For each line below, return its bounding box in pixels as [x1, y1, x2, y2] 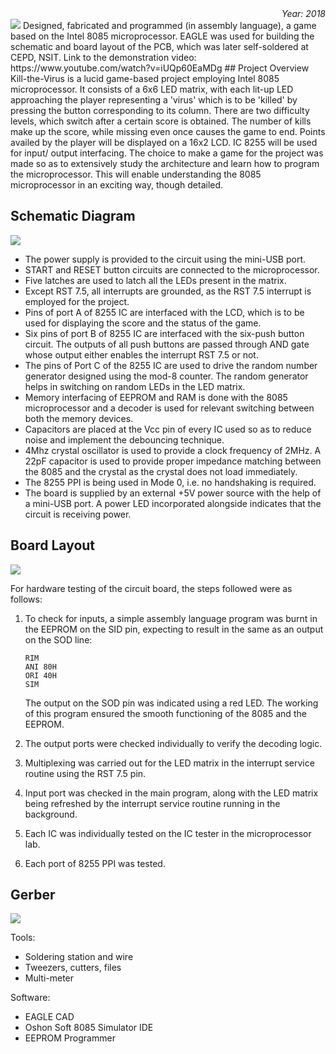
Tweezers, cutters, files [24, 962, 122, 974]
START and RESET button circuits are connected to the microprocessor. [24, 263, 320, 276]
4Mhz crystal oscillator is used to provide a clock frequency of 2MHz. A [24, 444, 322, 456]
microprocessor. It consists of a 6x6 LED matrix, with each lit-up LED [10, 83, 294, 95]
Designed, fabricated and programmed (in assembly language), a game [22, 20, 317, 31]
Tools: [10, 932, 36, 944]
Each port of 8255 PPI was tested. [24, 857, 166, 869]
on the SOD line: [24, 633, 93, 646]
